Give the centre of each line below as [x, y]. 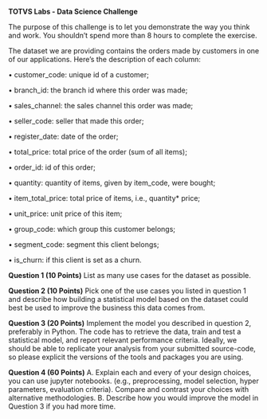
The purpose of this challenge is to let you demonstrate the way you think [129, 27]
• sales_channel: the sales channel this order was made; [101, 106]
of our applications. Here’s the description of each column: [105, 59]
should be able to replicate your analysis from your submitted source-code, [132, 349]
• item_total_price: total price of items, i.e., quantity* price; [104, 198]
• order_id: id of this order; [52, 167]
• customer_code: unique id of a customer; [79, 74]
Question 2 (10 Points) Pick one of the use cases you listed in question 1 [128, 291]
